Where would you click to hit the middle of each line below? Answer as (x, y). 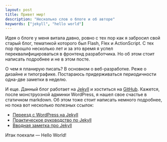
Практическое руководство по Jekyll (52, 120)
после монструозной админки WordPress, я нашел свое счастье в (76, 94)
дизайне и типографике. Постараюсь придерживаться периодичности (81, 74)
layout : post (19, 10)
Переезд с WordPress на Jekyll (45, 115)
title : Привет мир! (25, 14)
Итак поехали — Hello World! (36, 135)
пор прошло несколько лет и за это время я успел (59, 48)
